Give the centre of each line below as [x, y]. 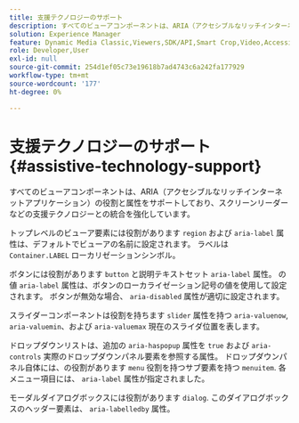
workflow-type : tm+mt [49, 76]
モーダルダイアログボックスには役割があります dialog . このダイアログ [137, 398]
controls [25, 357]
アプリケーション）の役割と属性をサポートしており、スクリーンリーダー [157, 203]
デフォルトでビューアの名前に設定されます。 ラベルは [130, 244]
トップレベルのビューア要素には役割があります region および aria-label [141, 233]
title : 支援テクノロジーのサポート [66, 17]
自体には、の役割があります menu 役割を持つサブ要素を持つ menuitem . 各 [155, 368]
